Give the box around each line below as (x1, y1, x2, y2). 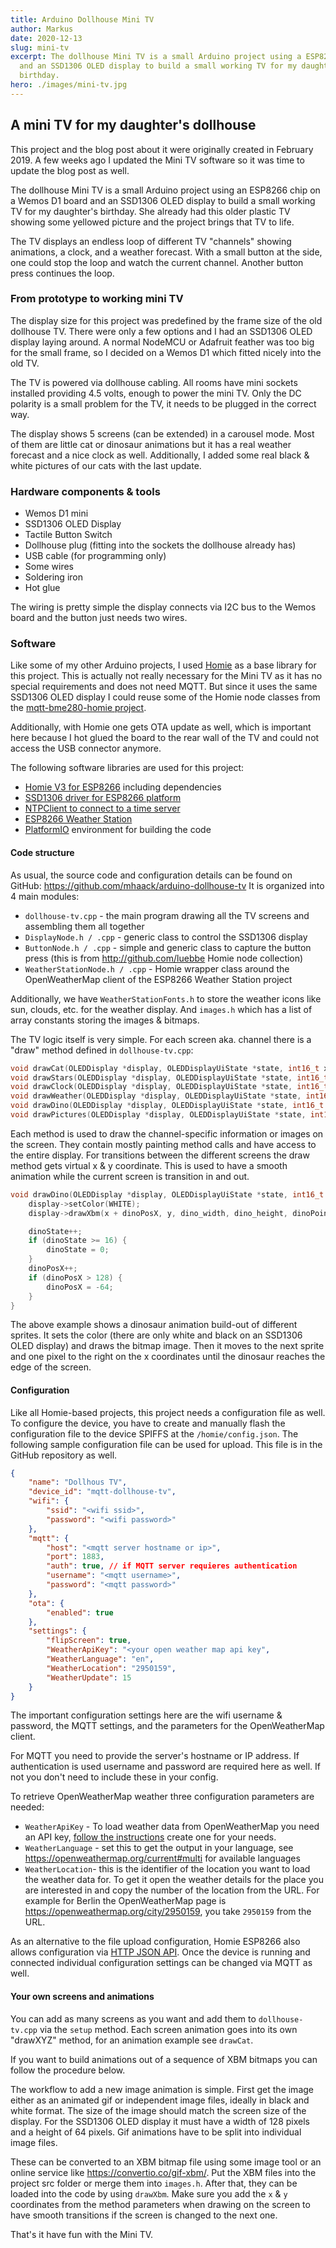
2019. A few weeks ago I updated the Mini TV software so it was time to (10, 154, 305, 166)
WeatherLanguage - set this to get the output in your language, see (24, 1842, 294, 1854)
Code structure (10, 847, 75, 859)
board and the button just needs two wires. (10, 612, 188, 624)
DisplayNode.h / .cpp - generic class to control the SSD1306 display (24, 931, 308, 943)
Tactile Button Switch (24, 529, 113, 541)
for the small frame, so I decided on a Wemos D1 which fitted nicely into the (10, 346, 322, 358)
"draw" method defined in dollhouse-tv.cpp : (10, 1044, 194, 1056)
